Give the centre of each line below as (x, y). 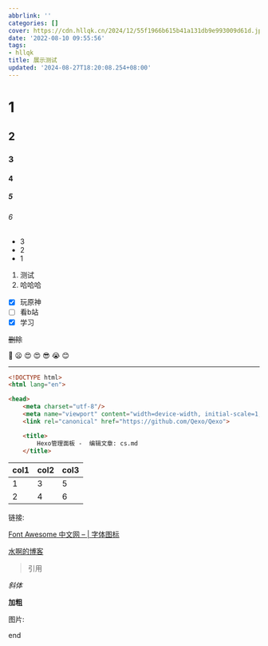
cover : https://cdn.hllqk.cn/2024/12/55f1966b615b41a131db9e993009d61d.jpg (137, 30)
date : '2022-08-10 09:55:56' (57, 38)
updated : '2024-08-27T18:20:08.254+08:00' (80, 68)
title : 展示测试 (33, 61)
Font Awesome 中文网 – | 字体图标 (64, 534)
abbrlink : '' (30, 16)
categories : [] (33, 23)
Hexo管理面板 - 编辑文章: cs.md (87, 443)
